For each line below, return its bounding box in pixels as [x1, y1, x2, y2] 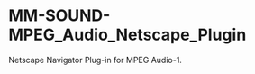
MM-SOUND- [8, 5, 111, 26]
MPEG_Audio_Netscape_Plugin [8, 24, 247, 45]
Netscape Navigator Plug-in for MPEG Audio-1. [8, 54, 182, 65]
